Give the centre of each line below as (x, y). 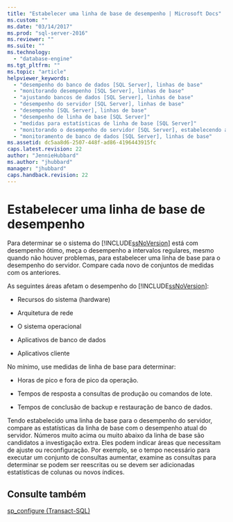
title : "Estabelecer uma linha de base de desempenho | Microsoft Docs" (114, 14)
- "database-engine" (43, 59)
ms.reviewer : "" (31, 40)
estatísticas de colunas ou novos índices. (66, 472)
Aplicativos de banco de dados (61, 340)
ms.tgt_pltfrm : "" (34, 65)
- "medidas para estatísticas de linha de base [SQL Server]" (105, 123)
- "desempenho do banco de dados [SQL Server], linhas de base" (108, 85)
